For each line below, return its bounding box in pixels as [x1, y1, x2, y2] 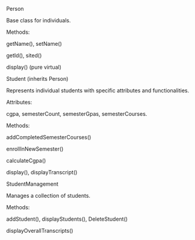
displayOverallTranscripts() [6, 227, 73, 234]
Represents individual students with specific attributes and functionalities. [6, 87, 190, 94]
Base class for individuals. [6, 17, 71, 24]
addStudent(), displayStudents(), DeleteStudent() [6, 215, 128, 223]
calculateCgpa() [6, 157, 46, 164]
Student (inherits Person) [6, 75, 69, 82]
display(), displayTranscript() [6, 169, 78, 175]
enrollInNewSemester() [6, 145, 64, 153]
